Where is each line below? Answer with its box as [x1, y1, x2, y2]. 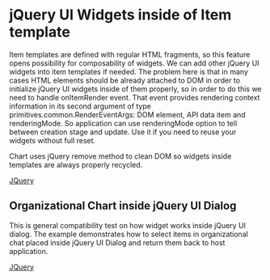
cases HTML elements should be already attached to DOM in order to [9, 75, 241, 85]
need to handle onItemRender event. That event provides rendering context [9, 92, 260, 102]
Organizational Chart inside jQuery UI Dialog [9, 199, 237, 213]
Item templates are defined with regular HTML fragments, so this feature [9, 49, 251, 59]
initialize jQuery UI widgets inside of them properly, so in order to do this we [9, 83, 262, 94]
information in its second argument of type [9, 101, 152, 111]
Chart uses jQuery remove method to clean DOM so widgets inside [9, 151, 232, 161]
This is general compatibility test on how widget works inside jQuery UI [9, 220, 246, 230]
